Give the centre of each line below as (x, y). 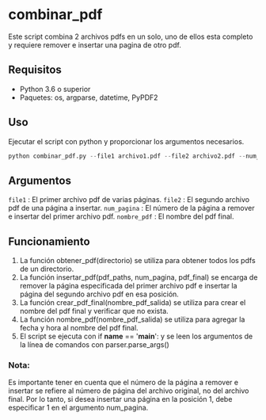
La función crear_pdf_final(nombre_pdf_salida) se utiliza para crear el (133, 303)
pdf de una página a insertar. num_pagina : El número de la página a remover (131, 208)
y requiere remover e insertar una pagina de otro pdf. (95, 44)
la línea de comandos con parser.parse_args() (95, 345)
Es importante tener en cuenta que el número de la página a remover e (123, 383)
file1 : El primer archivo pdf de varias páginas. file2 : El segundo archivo (129, 200)
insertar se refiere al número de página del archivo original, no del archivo (129, 391)
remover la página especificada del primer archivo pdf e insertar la (128, 286)
